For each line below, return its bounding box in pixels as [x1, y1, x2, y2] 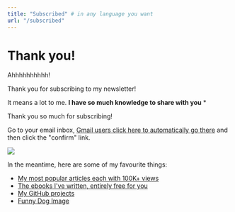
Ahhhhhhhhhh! [7, 71, 51, 79]
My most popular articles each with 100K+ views [17, 174, 159, 183]
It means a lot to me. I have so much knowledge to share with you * [7, 99, 207, 107]
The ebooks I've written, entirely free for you [17, 182, 149, 190]
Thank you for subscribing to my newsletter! [7, 84, 137, 93]
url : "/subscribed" [7, 17, 65, 24]
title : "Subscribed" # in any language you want [7, 10, 154, 18]
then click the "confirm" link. [7, 133, 91, 142]
